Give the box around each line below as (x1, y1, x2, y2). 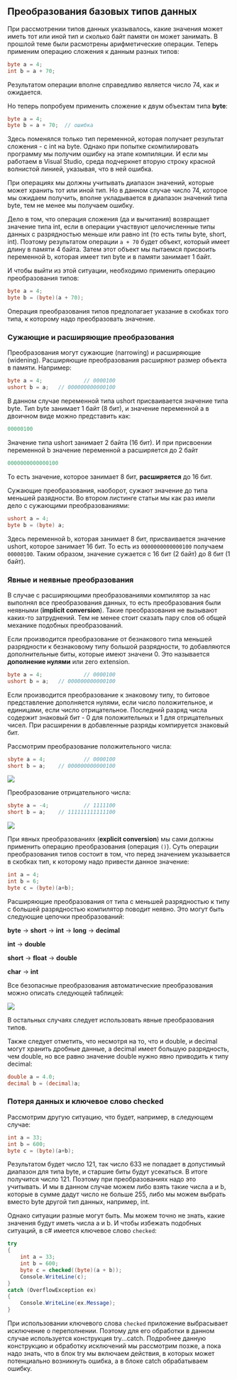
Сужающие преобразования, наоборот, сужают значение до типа (7, 486, 208, 495)
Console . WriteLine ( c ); (20, 1273, 87, 1280)
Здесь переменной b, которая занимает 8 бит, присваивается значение (7, 534, 226, 543)
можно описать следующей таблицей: (7, 988, 124, 997)
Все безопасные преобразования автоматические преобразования (7, 981, 214, 989)
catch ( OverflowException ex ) (7, 1286, 97, 1293)
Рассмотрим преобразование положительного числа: (7, 741, 172, 751)
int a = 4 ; (7, 871, 40, 878)
